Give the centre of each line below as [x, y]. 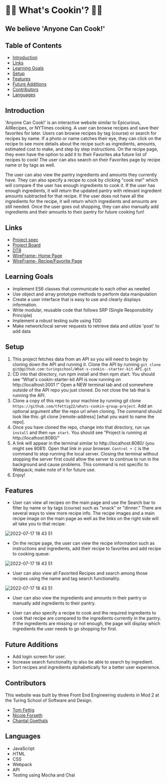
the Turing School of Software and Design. [49, 700]
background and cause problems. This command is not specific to [80, 464]
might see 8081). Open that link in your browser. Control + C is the [81, 448]
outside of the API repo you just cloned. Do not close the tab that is [81, 390]
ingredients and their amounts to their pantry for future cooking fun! [75, 212]
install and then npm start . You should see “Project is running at [80, 432]
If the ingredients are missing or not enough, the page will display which [86, 623]
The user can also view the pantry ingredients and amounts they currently [81, 175]
